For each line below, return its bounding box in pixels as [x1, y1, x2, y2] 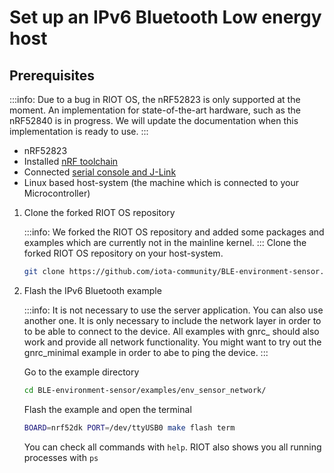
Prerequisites [9, 67, 95, 84]
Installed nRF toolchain [23, 156, 119, 167]
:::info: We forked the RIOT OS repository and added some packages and [23, 226, 325, 238]
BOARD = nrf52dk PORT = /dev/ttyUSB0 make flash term [23, 422, 236, 433]
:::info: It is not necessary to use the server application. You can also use [23, 304, 324, 316]
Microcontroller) [23, 187, 91, 199]
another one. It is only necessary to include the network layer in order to [23, 314, 322, 326]
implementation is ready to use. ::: [9, 126, 149, 137]
